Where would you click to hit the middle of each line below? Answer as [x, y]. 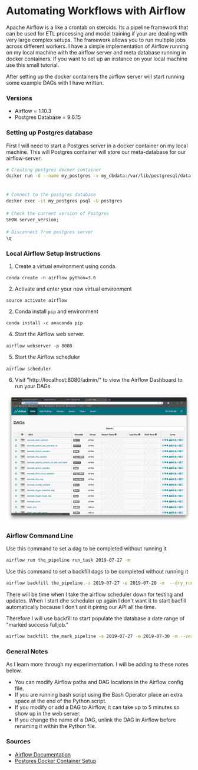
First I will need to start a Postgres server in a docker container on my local [97, 146]
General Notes [27, 652]
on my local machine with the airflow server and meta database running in [96, 52]
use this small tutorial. [33, 65]
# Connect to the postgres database [51, 195]
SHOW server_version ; [33, 220]
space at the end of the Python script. [61, 701]
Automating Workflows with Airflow [96, 11]
